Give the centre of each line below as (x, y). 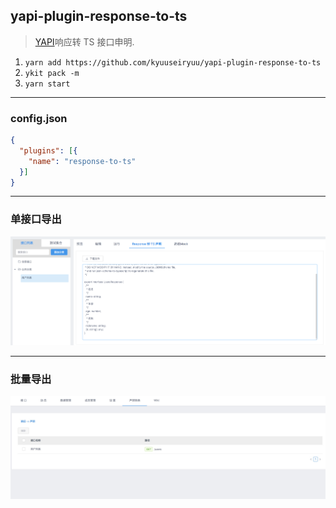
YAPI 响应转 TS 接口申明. (84, 41)
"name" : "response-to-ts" (82, 161)
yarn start (47, 84)
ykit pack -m (52, 73)
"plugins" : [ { (48, 150)
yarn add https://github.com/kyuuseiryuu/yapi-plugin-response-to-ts (173, 62)
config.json (39, 118)
